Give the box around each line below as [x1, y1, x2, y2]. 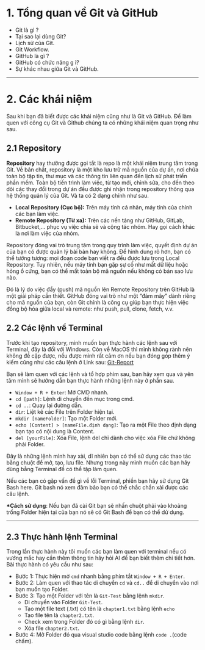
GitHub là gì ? [15, 52, 49, 59]
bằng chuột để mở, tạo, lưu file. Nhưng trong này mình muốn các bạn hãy [6, 458, 190, 466]
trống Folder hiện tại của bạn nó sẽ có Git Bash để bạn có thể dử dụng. [6, 508, 185, 516]
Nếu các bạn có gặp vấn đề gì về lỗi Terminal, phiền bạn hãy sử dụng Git [6, 477, 189, 485]
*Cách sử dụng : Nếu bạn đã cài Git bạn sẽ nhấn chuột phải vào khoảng [6, 502, 187, 509]
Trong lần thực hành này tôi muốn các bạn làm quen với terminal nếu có [6, 548, 187, 555]
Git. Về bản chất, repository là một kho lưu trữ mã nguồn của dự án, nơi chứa [6, 165, 199, 173]
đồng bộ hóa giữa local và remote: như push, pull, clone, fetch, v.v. [6, 305, 174, 312]
